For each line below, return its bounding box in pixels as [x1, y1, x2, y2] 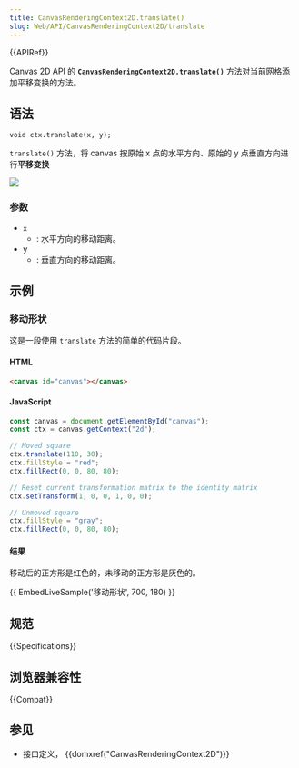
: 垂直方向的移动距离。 [35, 254, 121, 264]
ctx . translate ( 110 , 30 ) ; [9, 450, 104, 459]
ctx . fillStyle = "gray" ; [9, 516, 104, 525]
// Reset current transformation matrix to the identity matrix [9, 483, 258, 492]
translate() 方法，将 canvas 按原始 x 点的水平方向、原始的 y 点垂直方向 [9, 147, 281, 159]
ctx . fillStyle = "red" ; [9, 458, 100, 468]
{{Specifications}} [9, 641, 77, 652]
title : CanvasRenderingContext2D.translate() [9, 13, 184, 23]
